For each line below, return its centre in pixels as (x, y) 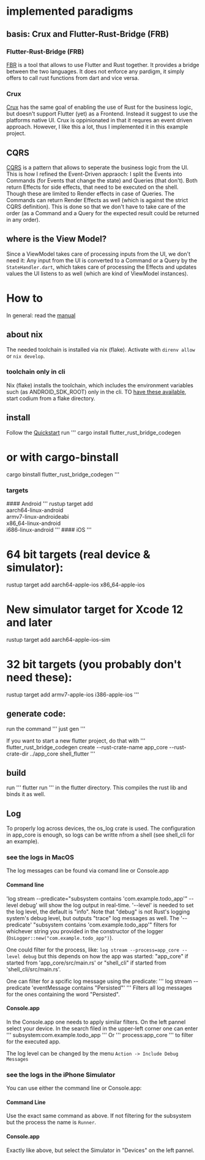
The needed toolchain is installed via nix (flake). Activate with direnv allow (101, 349)
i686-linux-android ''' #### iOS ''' (49, 529)
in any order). (23, 219)
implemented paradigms (70, 11)
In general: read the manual (41, 315)
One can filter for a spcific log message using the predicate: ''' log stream (99, 981)
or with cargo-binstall (62, 457)
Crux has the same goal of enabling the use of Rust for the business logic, (100, 107)
